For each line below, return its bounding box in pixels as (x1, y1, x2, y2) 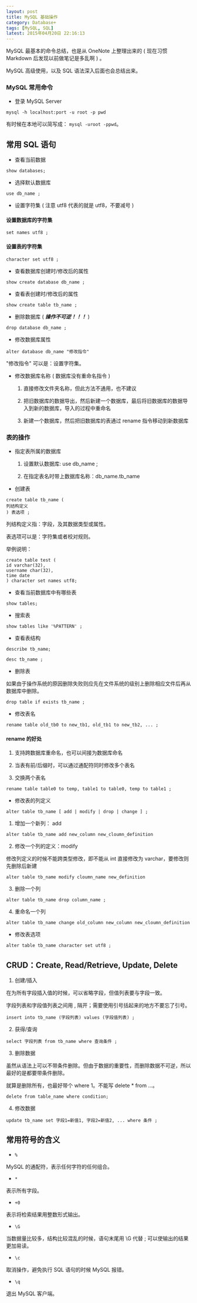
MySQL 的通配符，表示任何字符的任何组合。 (6, 1163, 113, 1170)
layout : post (6, 8, 38, 15)
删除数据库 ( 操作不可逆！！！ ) (14, 313, 90, 320)
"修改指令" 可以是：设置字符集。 (6, 359, 84, 366)
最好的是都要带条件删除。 (6, 1069, 68, 1077)
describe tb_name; (6, 646, 51, 652)
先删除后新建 (6, 862, 37, 869)
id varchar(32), (6, 562, 46, 568)
